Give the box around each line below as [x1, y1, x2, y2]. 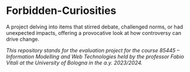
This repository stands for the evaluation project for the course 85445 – [6, 46, 180, 53]
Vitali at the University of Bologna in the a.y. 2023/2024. [6, 59, 142, 66]
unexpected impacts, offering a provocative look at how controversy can [6, 29, 182, 36]
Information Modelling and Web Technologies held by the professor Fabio [6, 53, 185, 60]
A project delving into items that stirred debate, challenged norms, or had [6, 23, 184, 30]
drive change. [6, 35, 40, 42]
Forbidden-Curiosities [6, 4, 117, 17]
